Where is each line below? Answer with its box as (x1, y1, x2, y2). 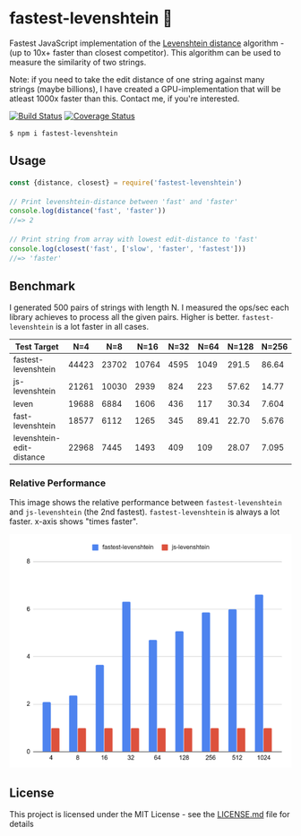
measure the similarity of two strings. (9, 56, 147, 67)
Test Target (14, 340, 59, 352)
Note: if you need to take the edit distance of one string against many (9, 73, 265, 84)
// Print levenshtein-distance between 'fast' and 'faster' (9, 197, 239, 206)
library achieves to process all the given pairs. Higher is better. (9, 312, 240, 323)
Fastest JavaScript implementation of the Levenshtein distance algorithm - (9, 38, 285, 48)
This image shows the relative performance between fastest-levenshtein (9, 496, 282, 507)
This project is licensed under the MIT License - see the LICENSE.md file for (9, 809, 290, 820)
